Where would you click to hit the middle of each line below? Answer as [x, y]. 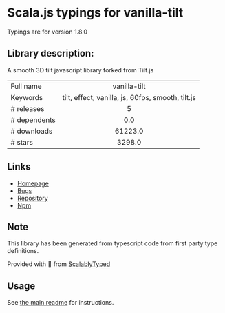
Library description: [51, 53]
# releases [28, 108]
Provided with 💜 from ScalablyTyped [59, 264]
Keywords [27, 97]
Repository [32, 198]
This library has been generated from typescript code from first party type [112, 243]
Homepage [33, 183]
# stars [22, 142]
